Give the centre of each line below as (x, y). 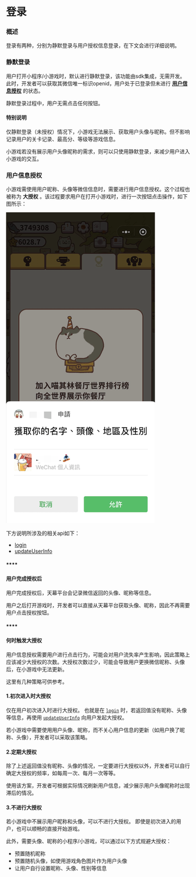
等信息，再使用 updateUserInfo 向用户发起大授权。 (67, 718)
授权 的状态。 (27, 91)
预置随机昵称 (30, 854)
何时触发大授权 (24, 641)
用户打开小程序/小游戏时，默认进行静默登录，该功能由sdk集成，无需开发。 (96, 76)
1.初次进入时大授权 (29, 696)
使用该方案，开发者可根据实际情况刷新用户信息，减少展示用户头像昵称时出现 (98, 786)
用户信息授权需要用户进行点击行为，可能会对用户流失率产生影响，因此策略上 (98, 654)
